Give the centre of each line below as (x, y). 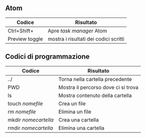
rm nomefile (22, 111)
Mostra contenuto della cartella (95, 95)
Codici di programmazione (47, 57)
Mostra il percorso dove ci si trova (99, 87)
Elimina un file (75, 111)
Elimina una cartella (81, 128)
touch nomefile (26, 103)
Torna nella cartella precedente (95, 79)
